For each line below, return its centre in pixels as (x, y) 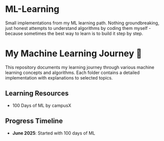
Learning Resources (37, 94)
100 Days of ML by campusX (42, 105)
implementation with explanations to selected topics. (59, 77)
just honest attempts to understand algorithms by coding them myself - (78, 28)
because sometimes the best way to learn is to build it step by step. (74, 33)
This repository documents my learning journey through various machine (80, 67)
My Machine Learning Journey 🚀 (74, 54)
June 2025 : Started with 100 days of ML (54, 133)
